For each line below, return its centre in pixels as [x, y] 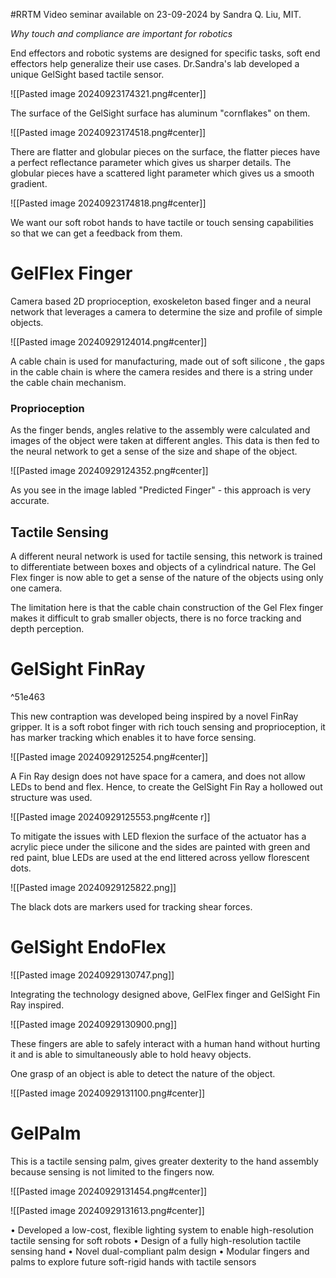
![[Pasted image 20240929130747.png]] [92, 975]
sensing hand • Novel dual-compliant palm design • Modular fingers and [160, 1251]
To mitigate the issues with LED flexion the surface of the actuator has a [158, 836]
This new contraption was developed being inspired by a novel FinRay [154, 716]
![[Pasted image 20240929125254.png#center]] [109, 756]
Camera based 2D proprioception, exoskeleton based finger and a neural [161, 301]
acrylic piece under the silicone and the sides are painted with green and [160, 846]
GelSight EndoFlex [88, 947]
